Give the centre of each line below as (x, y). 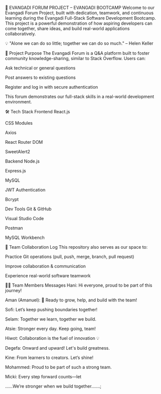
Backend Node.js (22, 161)
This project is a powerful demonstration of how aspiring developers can (79, 23)
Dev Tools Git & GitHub (28, 209)
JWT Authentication (25, 190)
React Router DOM (24, 142)
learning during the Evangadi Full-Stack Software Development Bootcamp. (80, 18)
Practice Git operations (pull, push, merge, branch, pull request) (70, 257)
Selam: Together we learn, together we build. (51, 319)
